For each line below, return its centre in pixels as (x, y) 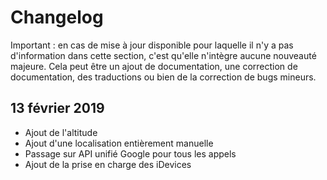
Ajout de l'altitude (61, 132)
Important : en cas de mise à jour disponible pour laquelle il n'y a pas (152, 45)
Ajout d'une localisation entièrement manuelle (119, 143)
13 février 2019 (57, 108)
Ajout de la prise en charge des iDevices (108, 164)
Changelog (57, 17)
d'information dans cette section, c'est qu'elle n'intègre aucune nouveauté (163, 55)
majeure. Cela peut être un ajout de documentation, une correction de (154, 66)
